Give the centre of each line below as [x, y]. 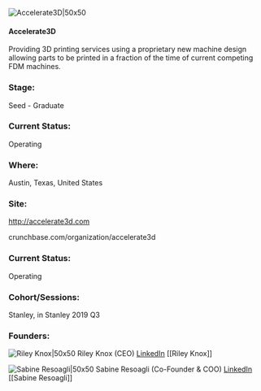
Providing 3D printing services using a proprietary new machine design [128, 50]
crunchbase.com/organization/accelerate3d [82, 237]
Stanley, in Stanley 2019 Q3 [54, 315]
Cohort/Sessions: [44, 297]
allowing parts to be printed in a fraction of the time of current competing [131, 58]
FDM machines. [35, 67]
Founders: [29, 336]
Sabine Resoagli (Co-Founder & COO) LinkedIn [174, 369]
